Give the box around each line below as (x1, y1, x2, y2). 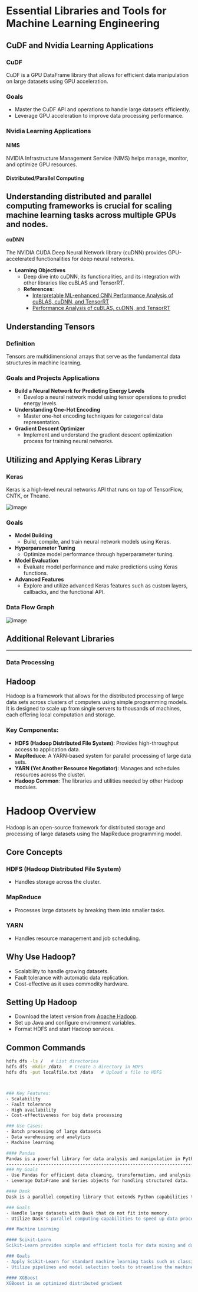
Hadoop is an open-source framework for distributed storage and (6, 823, 165, 831)
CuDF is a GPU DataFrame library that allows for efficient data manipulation (6, 71, 189, 78)
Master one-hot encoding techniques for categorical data (23, 412, 163, 419)
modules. (14, 783, 38, 790)
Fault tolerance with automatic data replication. (14, 974, 129, 981)
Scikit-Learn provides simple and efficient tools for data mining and (6, 1242, 186, 1249)
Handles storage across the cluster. (14, 878, 101, 886)
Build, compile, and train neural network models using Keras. (23, 538, 171, 545)
